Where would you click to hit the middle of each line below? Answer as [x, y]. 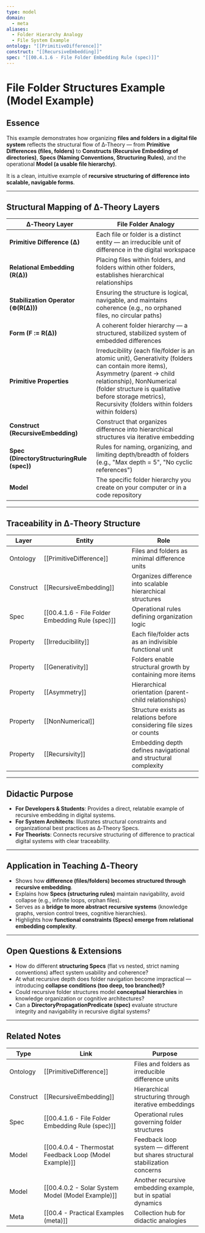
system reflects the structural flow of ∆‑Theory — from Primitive [88, 144]
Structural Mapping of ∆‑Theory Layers [83, 208]
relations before [154, 718]
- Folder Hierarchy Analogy [48, 35]
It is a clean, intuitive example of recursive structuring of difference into [98, 175]
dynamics [148, 1203]
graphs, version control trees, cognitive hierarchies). [81, 913]
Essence [23, 123]
